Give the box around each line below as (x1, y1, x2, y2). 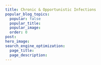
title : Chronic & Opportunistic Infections (5, 7, 97, 12)
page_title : (9, 48, 35, 53)
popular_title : (9, 21, 41, 26)
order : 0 (9, 30, 28, 35)
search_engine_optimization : (5, 43, 65, 48)
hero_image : (5, 39, 30, 44)
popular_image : (9, 25, 41, 30)
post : (5, 35, 16, 40)
